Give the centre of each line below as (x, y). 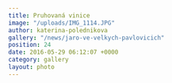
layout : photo (32, 67)
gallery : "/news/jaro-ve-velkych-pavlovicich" (86, 38)
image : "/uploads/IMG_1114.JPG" (61, 23)
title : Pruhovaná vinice (49, 15)
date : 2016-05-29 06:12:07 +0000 (63, 52)
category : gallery (38, 60)
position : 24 (30, 45)
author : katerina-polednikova (58, 30)
